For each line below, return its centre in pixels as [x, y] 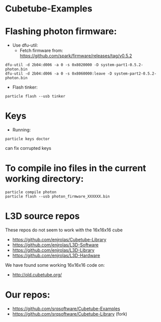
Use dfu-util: [25, 45]
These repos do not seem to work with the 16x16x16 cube [64, 230]
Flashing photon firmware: [61, 32]
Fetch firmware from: [41, 51]
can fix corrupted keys [28, 148]
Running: [21, 130]
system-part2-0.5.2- [135, 74]
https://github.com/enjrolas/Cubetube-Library [59, 239]
